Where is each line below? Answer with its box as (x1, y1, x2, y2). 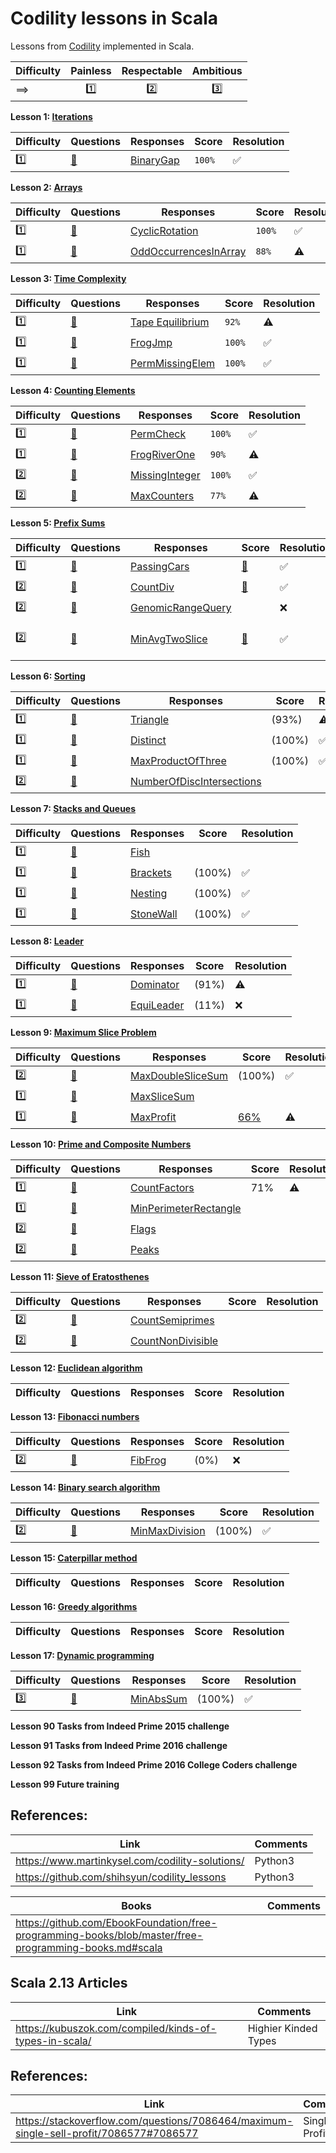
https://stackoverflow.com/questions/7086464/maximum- (15, 2114, 294, 2128)
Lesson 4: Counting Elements (10, 384, 136, 396)
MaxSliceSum (130, 1090, 195, 1104)
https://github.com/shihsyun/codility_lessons (15, 1870, 227, 1884)
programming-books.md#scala (15, 1940, 163, 1954)
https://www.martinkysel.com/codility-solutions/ (15, 1853, 245, 1867)
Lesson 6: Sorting (10, 670, 86, 682)
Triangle (130, 713, 169, 727)
